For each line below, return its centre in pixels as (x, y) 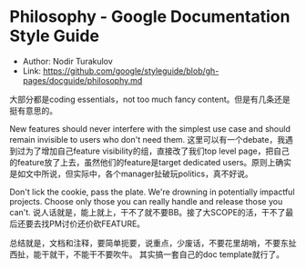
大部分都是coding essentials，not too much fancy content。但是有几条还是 (150, 99)
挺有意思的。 (33, 110)
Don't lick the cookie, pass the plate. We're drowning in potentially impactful (152, 192)
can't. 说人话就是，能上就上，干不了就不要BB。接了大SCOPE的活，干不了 (148, 212)
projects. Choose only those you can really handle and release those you (146, 201)
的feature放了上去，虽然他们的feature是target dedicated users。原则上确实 (151, 162)
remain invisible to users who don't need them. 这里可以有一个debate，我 (147, 139)
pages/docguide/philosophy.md (82, 80)
